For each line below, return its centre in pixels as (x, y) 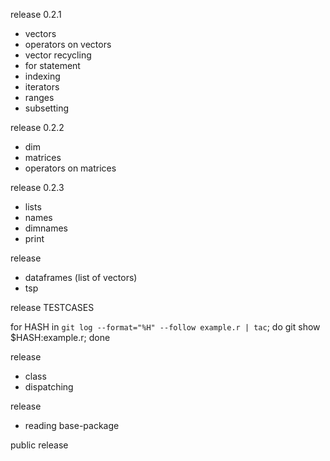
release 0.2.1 (36, 14)
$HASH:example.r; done (60, 337)
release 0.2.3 (37, 187)
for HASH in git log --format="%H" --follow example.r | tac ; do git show (165, 327)
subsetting (46, 108)
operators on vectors (68, 44)
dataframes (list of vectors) (81, 277)
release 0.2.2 (37, 127)
